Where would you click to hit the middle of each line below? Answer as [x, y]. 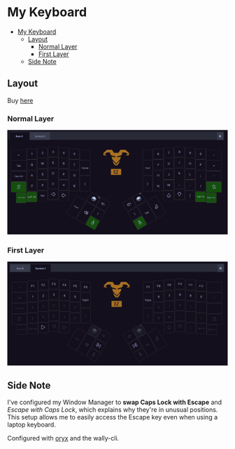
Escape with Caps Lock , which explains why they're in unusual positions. [113, 410]
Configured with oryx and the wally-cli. [63, 438]
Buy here [20, 100]
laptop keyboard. [31, 424]
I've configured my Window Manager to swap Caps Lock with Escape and [115, 402]
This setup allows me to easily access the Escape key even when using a [113, 417]
